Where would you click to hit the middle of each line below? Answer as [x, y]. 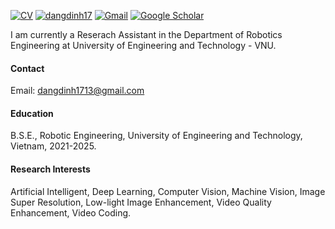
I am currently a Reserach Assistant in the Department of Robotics [146, 34]
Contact [27, 68]
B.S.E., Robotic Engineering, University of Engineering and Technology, [156, 136]
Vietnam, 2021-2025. [53, 146]
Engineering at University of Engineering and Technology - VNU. [143, 45]
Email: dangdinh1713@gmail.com [77, 91]
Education [32, 113]
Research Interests [50, 169]
